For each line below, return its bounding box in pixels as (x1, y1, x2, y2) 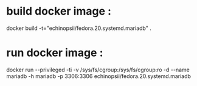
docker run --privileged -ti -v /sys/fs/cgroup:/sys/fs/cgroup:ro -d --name (6, 66, 190, 73)
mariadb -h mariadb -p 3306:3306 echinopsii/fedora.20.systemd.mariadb (6, 72, 192, 80)
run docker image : (6, 46, 103, 60)
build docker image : (6, 4, 111, 18)
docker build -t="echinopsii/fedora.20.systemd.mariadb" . (6, 24, 152, 32)
